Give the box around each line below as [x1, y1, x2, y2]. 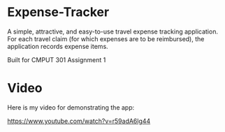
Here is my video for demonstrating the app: [7, 103, 135, 112]
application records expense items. [7, 42, 108, 50]
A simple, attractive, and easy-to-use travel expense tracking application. [7, 27, 219, 36]
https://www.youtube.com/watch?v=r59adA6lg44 [7, 117, 151, 125]
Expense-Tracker [7, 4, 110, 20]
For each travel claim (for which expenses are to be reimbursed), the [7, 34, 205, 43]
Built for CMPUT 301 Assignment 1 [7, 55, 106, 64]
